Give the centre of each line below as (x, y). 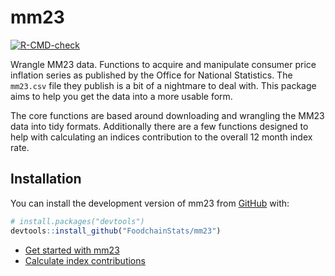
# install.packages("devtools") (77, 221)
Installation (46, 179)
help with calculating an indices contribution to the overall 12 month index (161, 137)
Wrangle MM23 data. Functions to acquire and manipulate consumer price (163, 64)
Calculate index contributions (85, 260)
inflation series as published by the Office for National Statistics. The (151, 75)
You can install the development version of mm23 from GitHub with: (150, 203)
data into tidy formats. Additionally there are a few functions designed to (159, 126)
